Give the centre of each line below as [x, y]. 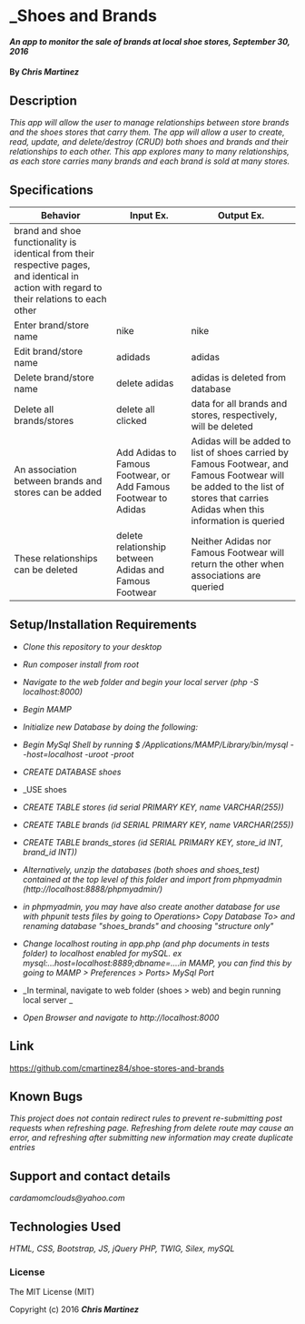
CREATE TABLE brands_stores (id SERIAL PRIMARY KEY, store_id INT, [153, 842]
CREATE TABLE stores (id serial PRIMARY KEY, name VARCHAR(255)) [153, 807]
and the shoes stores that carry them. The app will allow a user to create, [147, 132]
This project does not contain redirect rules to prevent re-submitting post [146, 1118]
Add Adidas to [147, 453]
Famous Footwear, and [240, 464]
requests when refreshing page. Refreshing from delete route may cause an [152, 1128]
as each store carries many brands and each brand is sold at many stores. [150, 161]
